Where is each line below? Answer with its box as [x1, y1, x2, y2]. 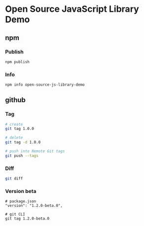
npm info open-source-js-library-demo [5, 82, 85, 87]
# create [5, 122, 23, 127]
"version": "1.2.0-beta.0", [5, 203, 63, 208]
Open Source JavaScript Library [5, 3, 139, 15]
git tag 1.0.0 [5, 127, 35, 131]
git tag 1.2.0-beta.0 [5, 216, 50, 221]
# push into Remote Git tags [5, 149, 65, 154]
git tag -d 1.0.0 [5, 140, 41, 145]
